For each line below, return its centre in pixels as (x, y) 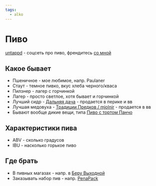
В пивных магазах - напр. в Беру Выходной (59, 173)
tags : (11, 10)
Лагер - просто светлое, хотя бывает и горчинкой (66, 96)
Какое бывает (28, 69)
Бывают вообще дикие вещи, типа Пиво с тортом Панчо (73, 112)
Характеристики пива (41, 128)
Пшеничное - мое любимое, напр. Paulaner (59, 81)
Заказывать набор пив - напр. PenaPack (55, 178)
